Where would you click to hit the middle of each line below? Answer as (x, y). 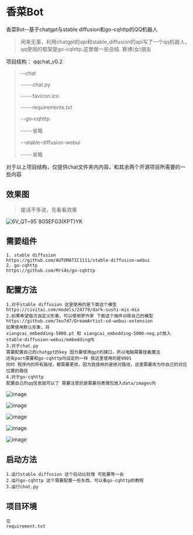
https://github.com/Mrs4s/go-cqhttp (51, 270)
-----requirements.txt (46, 107)
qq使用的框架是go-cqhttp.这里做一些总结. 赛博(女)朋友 (86, 49)
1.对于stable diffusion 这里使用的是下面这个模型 (61, 305)
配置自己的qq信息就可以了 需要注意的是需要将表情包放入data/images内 (81, 383)
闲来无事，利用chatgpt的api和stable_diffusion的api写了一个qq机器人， (105, 42)
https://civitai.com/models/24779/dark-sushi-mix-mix (73, 310)
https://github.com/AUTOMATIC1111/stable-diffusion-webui (78, 260)
